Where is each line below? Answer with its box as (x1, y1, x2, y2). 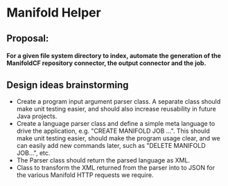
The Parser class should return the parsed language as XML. (16, 156, 191, 164)
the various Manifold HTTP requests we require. (16, 171, 154, 179)
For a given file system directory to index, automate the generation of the (6, 52, 221, 60)
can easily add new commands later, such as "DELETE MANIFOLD (16, 141, 206, 149)
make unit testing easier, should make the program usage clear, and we (16, 133, 220, 142)
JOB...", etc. (16, 149, 51, 157)
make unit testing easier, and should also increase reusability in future (16, 104, 216, 113)
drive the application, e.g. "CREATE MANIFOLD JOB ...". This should (16, 127, 210, 135)
